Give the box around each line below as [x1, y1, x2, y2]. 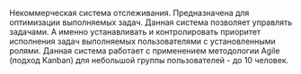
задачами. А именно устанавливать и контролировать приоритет [9, 27, 261, 37]
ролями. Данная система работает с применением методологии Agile [9, 45, 280, 56]
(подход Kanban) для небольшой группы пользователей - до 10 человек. [9, 55, 289, 65]
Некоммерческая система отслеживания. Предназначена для [9, 8, 250, 18]
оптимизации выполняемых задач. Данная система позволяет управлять [9, 17, 293, 28]
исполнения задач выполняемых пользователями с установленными [9, 36, 276, 46]
